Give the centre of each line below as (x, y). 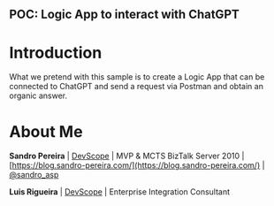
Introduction (56, 53)
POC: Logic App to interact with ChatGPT (125, 15)
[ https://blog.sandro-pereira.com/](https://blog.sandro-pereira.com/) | (137, 165)
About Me (46, 131)
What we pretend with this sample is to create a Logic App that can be (137, 77)
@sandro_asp (34, 175)
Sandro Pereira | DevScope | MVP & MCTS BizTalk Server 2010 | (127, 156)
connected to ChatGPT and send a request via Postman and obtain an (136, 87)
